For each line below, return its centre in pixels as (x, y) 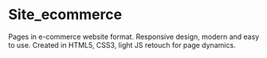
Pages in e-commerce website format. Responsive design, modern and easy (134, 37)
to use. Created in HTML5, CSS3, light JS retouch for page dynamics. (122, 44)
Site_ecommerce (65, 15)
